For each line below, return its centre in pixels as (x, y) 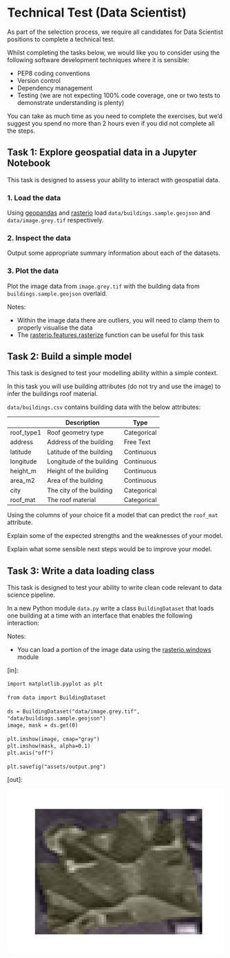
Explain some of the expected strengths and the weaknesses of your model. (115, 536)
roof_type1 (25, 432)
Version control (39, 80)
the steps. (21, 131)
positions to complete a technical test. (61, 39)
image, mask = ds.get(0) (43, 726)
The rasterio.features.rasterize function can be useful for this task (111, 335)
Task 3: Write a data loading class (81, 571)
